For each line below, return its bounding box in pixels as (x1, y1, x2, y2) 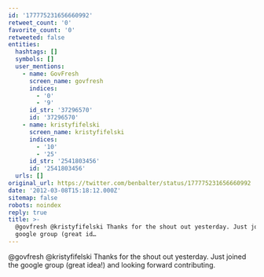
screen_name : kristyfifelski (28, 128, 125, 136)
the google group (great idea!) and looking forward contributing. (8, 260, 216, 269)
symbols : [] (15, 56, 55, 64)
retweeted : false (8, 33, 65, 42)
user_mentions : (15, 63, 65, 71)
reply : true (8, 209, 47, 217)
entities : (8, 41, 41, 49)
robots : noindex (8, 201, 61, 209)
